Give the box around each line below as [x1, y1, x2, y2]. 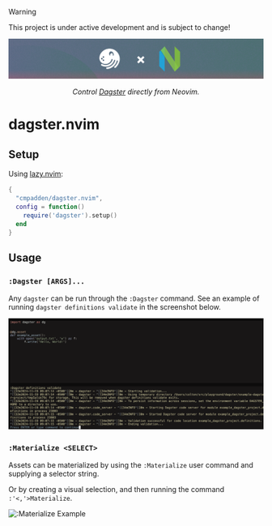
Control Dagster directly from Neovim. [72, 87, 200, 96]
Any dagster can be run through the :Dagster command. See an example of [8, 293, 260, 303]
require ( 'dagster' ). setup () [23, 211, 117, 220]
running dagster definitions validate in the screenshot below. [8, 302, 221, 312]
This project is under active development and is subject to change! [8, 23, 231, 32]
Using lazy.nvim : [8, 169, 63, 179]
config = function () [15, 203, 85, 211]
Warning [8, 7, 36, 16]
